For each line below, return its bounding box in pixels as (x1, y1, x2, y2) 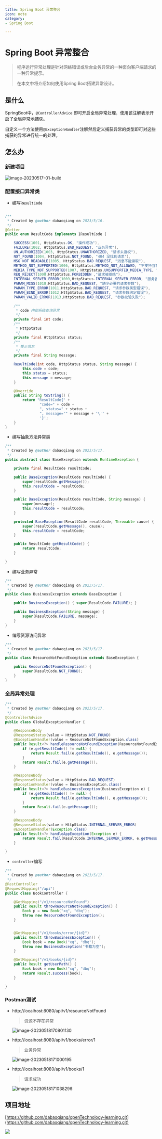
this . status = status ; (22, 370, 68, 376)
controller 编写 (12, 859, 42, 865)
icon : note (5, 12, 27, 16)
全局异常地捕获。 (13, 116, 47, 122)
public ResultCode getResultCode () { (13, 542, 90, 546)
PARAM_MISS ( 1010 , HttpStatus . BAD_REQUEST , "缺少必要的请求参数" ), (13, 281, 141, 286)
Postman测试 (5, 996, 36, 1003)
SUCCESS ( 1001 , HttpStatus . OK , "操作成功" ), (13, 241, 100, 245)
